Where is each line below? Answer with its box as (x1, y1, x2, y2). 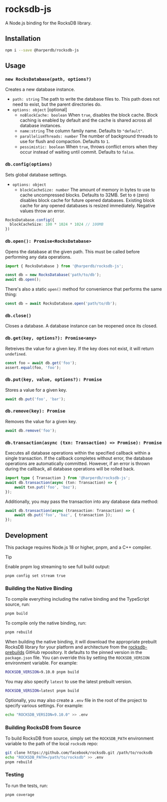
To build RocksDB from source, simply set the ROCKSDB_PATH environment (5, 735, 154, 741)
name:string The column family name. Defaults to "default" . (19, 128, 144, 134)
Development (5, 531, 48, 539)
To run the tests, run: (5, 783, 48, 789)
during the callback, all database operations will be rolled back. (5, 466, 135, 472)
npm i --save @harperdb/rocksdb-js (5, 47, 79, 53)
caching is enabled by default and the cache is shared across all (19, 117, 152, 123)
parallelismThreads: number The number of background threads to (19, 133, 158, 139)
